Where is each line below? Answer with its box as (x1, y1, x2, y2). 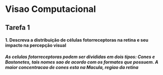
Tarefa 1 (5, 23, 30, 32)
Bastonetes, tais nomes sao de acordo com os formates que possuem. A (5, 59, 159, 65)
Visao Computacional (5, 3, 96, 15)
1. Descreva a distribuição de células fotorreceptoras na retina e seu (5, 37, 149, 43)
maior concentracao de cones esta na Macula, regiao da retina (5, 64, 139, 70)
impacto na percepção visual (5, 42, 66, 48)
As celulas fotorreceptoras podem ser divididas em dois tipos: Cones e (5, 54, 155, 60)
